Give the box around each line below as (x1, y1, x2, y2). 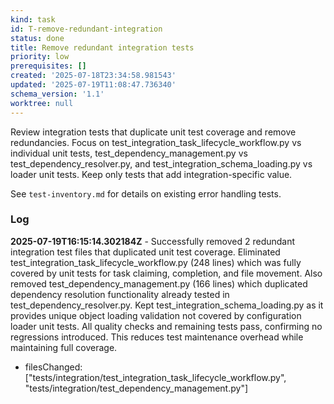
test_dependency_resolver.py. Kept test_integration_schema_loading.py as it (10, 299, 324, 311)
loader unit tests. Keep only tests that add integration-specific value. (10, 168, 293, 180)
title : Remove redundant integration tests (10, 42, 195, 53)
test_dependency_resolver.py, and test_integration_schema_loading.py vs (10, 157, 313, 170)
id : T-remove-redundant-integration (10, 24, 163, 34)
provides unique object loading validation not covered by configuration (10, 309, 302, 321)
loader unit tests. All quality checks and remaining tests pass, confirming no (10, 320, 323, 332)
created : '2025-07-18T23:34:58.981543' (10, 71, 177, 81)
